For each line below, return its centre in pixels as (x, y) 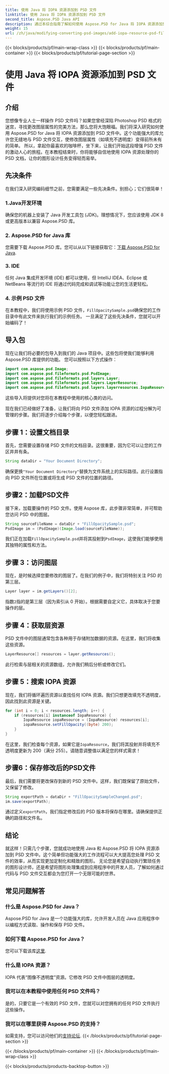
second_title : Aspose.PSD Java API (43, 19)
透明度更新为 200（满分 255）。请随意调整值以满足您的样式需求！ (73, 751)
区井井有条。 (18, 451)
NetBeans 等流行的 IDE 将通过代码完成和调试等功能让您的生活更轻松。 (78, 284)
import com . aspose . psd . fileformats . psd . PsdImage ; (58, 374)
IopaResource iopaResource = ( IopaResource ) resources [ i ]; (87, 720)
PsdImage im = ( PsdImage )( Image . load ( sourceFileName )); (65, 529)
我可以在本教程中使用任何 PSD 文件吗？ (53, 992)
